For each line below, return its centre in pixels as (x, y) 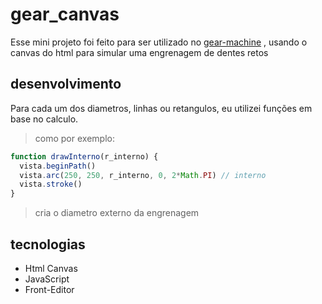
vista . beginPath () (58, 166)
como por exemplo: (74, 138)
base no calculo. (44, 119)
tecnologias (48, 244)
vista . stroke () (51, 184)
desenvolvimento (66, 84)
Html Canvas (51, 268)
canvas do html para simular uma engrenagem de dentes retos (139, 52)
